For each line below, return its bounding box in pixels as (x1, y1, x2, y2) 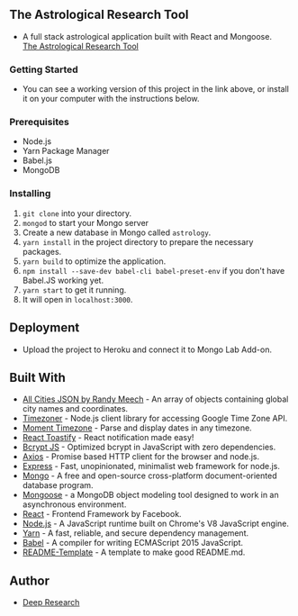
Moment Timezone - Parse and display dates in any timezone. (22, 422, 252, 433)
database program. (22, 480, 94, 491)
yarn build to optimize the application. (22, 256, 167, 267)
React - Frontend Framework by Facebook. (22, 509, 182, 520)
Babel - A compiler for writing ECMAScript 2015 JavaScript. (22, 538, 244, 548)
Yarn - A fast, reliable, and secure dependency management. (22, 528, 249, 539)
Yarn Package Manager (22, 146, 110, 157)
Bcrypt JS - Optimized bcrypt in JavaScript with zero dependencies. (22, 441, 276, 453)
